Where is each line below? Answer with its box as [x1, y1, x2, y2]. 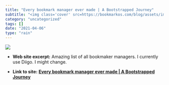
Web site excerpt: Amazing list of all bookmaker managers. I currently [12, 53, 158, 59]
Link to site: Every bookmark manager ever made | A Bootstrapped [12, 68, 155, 74]
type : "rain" [5, 30, 33, 35]
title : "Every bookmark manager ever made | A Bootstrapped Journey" [5, 7, 154, 12]
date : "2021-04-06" [5, 26, 46, 31]
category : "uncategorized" [5, 16, 62, 21]
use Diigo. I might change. [12, 59, 67, 65]
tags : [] [5, 21, 24, 26]
